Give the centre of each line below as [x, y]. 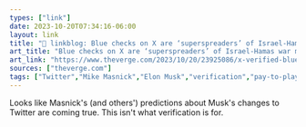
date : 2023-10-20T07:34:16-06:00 [73, 26]
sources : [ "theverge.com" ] [61, 69]
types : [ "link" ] [40, 18]
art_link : [28, 60]
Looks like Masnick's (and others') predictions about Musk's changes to [144, 103]
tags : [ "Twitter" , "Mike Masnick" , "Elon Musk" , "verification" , [130, 77]
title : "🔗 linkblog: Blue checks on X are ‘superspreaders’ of [132, 43]
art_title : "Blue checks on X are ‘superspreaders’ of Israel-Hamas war [150, 52]
